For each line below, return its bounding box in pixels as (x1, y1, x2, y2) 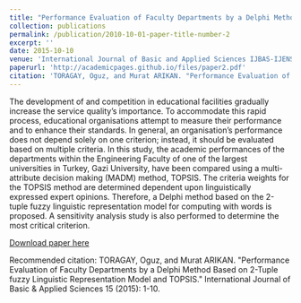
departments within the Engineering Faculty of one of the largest (9, 153, 248, 164)
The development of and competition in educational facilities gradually (9, 96, 270, 107)
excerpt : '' (9, 38, 54, 48)
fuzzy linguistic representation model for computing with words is (30, 201, 272, 212)
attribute (9, 172, 41, 183)
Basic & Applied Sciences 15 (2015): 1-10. (9, 283, 161, 294)
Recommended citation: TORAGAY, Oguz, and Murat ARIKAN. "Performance (9, 255, 290, 265)
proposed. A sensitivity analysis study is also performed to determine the (9, 210, 279, 221)
